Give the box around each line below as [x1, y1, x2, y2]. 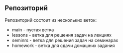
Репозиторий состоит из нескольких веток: [4, 17, 97, 23]
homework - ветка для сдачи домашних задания [11, 42, 115, 49]
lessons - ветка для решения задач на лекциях [11, 32, 112, 38]
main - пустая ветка [11, 27, 54, 33]
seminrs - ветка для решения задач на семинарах [11, 37, 119, 43]
